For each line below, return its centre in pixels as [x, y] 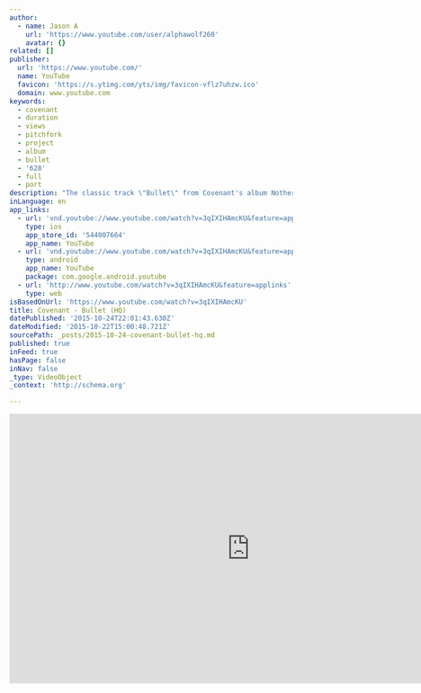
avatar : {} [46, 43]
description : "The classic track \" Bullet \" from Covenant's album [139, 193]
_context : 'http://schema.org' [68, 386]
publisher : [30, 59]
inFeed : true [34, 351]
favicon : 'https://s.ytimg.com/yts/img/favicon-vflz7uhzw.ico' [138, 84]
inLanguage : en [38, 202]
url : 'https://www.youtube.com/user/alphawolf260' [122, 34]
